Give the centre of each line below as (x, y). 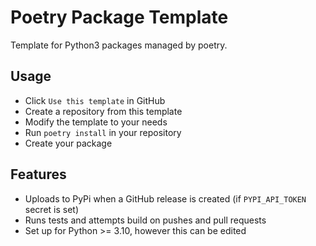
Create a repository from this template (103, 111)
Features (38, 174)
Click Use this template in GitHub (95, 100)
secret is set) (52, 209)
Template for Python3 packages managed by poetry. (119, 45)
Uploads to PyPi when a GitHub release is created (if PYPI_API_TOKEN (165, 198)
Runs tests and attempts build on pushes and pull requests (145, 220)
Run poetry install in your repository (103, 132)
